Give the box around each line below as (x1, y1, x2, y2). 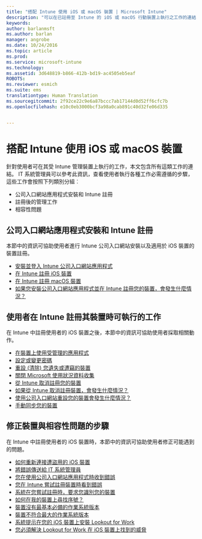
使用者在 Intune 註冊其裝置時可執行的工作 (6, 312, 161, 322)
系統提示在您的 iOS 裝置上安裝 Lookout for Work (14, 518, 135, 526)
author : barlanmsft (6, 25, 55, 32)
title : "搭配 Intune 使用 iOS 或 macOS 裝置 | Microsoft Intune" (6, 8, 167, 15)
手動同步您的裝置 (14, 402, 58, 409)
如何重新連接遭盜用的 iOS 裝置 (14, 458, 90, 466)
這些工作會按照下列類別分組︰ (6, 178, 80, 185)
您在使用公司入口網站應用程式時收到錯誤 (14, 473, 115, 481)
